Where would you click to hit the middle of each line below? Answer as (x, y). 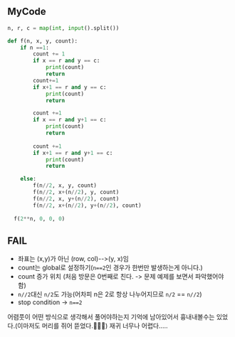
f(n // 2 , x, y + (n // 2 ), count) (76, 198)
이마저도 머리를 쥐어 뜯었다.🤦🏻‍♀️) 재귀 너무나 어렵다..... (93, 326)
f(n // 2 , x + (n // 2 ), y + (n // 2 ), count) (87, 205)
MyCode (27, 12)
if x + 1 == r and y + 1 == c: (73, 153)
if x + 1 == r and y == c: (70, 87)
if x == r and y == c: (67, 61)
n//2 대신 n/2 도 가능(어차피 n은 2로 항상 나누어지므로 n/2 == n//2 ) (110, 294)
